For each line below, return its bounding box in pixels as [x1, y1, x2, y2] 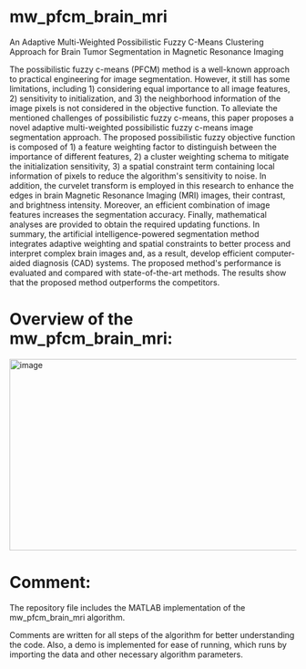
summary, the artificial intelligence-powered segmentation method [9, 228, 260, 239]
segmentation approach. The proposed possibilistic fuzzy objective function [9, 131, 296, 142]
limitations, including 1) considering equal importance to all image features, [9, 83, 291, 94]
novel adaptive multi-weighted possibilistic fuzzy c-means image [9, 121, 253, 133]
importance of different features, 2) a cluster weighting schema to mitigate [9, 150, 290, 161]
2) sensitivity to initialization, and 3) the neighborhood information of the [9, 93, 281, 104]
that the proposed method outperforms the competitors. [9, 276, 220, 288]
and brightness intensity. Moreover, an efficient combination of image [9, 199, 270, 211]
